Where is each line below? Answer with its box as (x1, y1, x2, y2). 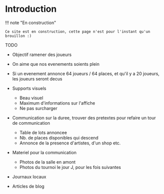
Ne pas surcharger (19, 105, 58, 111)
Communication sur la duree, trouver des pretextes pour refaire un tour (12, 114, 156, 121)
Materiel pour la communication (12, 149, 77, 155)
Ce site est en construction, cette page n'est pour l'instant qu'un (5, 29, 151, 34)
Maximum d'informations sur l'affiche (19, 100, 96, 106)
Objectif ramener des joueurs (12, 52, 72, 57)
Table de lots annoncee (19, 129, 67, 136)
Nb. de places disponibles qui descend (19, 135, 99, 140)
